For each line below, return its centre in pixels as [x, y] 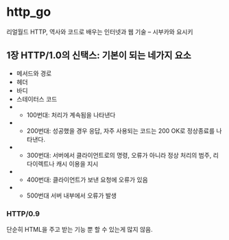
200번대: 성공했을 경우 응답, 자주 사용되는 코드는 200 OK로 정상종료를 [121, 130]
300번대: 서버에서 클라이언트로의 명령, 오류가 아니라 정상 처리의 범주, [119, 155]
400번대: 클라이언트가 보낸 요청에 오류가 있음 [87, 180]
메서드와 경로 [34, 73]
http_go [29, 12]
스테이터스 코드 [37, 99]
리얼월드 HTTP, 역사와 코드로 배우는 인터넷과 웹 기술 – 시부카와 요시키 [100, 32]
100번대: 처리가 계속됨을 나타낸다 [71, 115]
